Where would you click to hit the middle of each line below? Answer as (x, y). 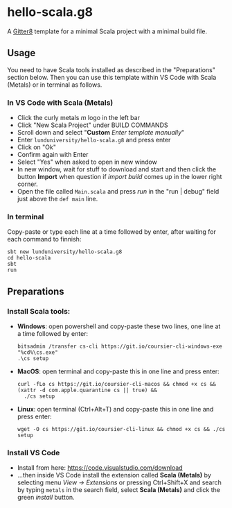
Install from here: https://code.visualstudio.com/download (100, 468)
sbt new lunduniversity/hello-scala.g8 (65, 252)
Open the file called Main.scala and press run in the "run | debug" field (118, 192)
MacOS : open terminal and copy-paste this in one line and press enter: (118, 371)
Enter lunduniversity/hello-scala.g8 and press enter (94, 140)
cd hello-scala (29, 258)
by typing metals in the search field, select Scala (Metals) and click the (118, 490)
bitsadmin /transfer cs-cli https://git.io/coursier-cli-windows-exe (120, 347)
